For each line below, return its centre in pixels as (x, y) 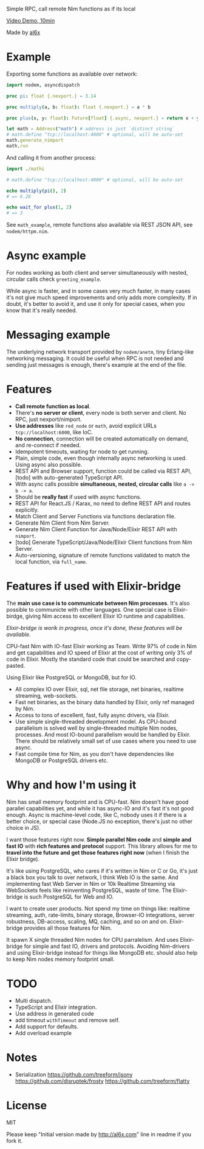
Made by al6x (23, 32)
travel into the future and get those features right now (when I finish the (98, 852)
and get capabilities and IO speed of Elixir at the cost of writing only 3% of (99, 652)
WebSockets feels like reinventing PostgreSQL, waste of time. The (89, 890)
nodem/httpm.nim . (28, 232)
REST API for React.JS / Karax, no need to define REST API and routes (103, 503)
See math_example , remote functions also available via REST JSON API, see (100, 225)
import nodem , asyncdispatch (43, 85)
